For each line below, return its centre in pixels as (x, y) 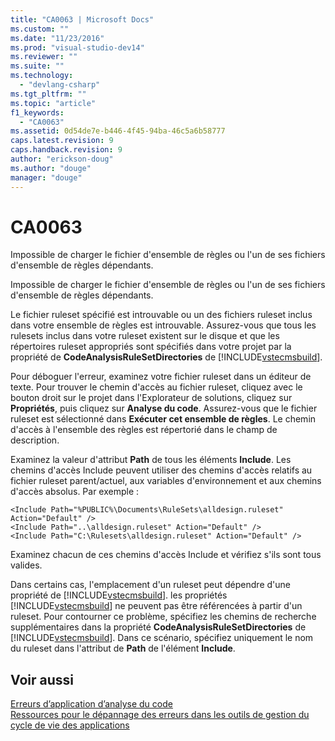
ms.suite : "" (37, 66)
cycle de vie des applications (70, 725)
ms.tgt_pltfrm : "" (48, 94)
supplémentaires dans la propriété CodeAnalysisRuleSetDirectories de (158, 627)
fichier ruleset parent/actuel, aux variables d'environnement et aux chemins (166, 481)
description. (35, 440)
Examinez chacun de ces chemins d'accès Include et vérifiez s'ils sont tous (166, 555)
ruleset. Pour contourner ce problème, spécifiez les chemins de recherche (163, 617)
